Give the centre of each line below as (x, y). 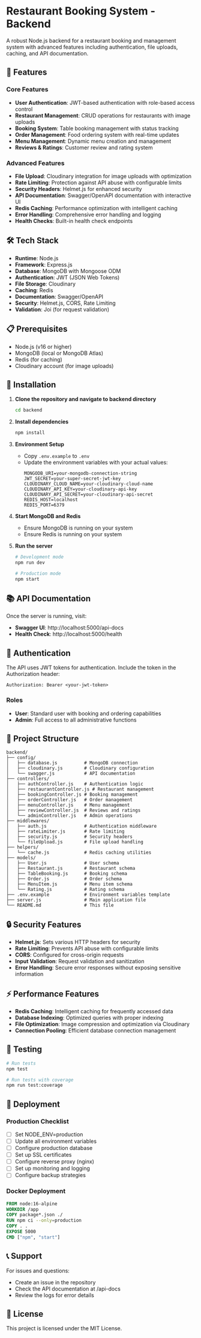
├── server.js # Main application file (76, 900)
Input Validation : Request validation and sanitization (80, 961)
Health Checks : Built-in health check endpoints (74, 220)
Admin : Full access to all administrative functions (76, 720)
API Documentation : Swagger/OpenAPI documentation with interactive (103, 195)
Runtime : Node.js (37, 258)
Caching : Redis (34, 290)
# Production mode (38, 574)
